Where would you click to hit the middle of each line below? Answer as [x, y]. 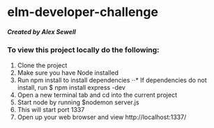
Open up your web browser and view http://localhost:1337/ [102, 117]
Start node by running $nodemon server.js [78, 102]
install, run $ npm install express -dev [71, 87]
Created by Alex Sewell [41, 31]
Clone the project [42, 65]
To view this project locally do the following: [83, 50]
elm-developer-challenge [83, 12]
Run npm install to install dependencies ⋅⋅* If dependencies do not [112, 80]
